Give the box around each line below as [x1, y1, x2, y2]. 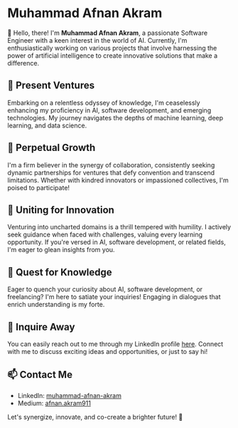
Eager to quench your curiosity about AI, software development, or [7, 285, 203, 293]
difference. [7, 58, 40, 67]
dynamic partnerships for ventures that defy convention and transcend [7, 168, 215, 177]
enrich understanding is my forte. [7, 301, 105, 309]
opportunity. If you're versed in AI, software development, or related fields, [7, 238, 226, 246]
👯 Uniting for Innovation [7, 204, 115, 216]
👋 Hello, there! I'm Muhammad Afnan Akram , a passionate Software [7, 28, 208, 37]
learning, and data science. [7, 121, 87, 130]
